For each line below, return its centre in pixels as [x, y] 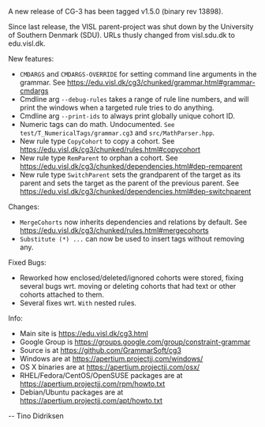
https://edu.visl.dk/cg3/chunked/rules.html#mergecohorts [114, 230]
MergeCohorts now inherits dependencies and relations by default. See [133, 222]
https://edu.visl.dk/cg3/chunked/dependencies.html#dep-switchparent [135, 191]
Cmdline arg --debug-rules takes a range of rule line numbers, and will [134, 99]
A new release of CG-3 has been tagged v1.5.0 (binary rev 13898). [116, 11]
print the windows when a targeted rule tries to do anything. [117, 107]
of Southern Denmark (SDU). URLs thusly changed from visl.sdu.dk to [121, 35]
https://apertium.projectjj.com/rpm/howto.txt [92, 384]
